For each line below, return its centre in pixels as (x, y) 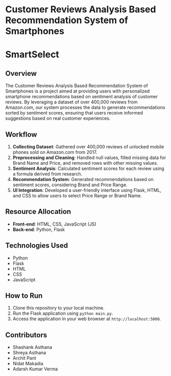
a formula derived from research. (47, 174)
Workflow (21, 134)
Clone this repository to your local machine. (58, 308)
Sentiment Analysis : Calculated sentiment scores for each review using (88, 168)
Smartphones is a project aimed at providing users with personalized (78, 91)
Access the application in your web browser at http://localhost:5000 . (87, 319)
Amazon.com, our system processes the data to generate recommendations (85, 107)
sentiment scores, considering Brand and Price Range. (70, 185)
